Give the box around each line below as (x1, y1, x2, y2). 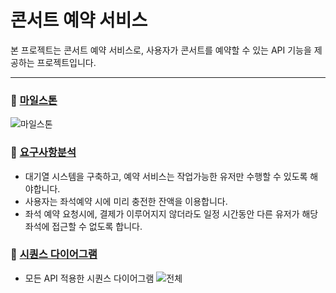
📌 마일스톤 (10, 93, 58, 107)
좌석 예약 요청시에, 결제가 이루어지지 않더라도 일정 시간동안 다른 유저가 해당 (24, 207, 319, 220)
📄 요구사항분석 (10, 146, 77, 160)
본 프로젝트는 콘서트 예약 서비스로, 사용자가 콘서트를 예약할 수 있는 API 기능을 (10, 44, 312, 56)
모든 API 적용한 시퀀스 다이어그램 (24, 272, 155, 284)
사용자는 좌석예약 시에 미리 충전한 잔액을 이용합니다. (24, 195, 228, 207)
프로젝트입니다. (36, 56, 97, 68)
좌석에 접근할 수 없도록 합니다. (24, 220, 143, 232)
